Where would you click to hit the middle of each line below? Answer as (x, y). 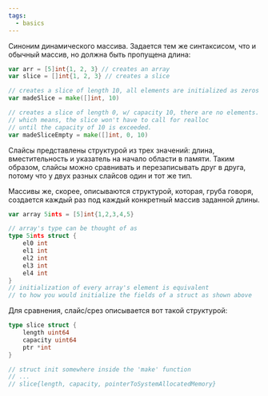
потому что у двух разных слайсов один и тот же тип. (100, 176)
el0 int (35, 244)
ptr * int (37, 347)
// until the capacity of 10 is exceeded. (80, 127)
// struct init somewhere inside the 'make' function (100, 369)
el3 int (35, 265)
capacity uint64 (50, 340)
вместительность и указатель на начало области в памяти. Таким (121, 158)
